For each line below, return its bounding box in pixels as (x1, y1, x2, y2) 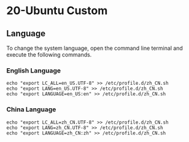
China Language (6, 105, 56, 114)
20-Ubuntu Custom (6, 4, 108, 18)
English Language (6, 66, 61, 74)
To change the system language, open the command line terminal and (6, 44, 183, 52)
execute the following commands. (6, 51, 92, 58)
